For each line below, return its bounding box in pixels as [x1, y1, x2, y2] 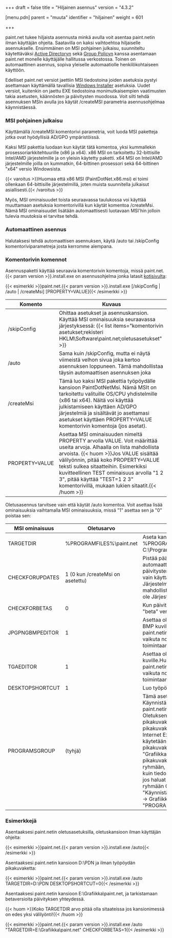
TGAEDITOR [8, 663, 37, 670]
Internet [142, 731, 162, 738]
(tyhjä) [64, 747, 81, 754]
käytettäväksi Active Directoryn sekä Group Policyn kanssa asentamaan [5, 51, 157, 57]
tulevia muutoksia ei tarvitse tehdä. [5, 213, 79, 219]
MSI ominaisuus [14, 524, 54, 532]
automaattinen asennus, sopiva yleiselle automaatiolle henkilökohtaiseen [5, 62, 159, 67]
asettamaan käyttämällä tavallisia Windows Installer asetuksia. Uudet [5, 82, 150, 88]
